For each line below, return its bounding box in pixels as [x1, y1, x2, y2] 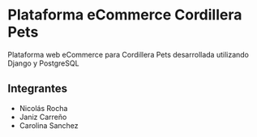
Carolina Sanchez [19, 120, 79, 131]
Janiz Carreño [19, 112, 67, 122]
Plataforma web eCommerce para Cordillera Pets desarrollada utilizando [7, 49, 249, 59]
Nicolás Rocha [19, 103, 68, 113]
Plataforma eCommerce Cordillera [7, 6, 242, 24]
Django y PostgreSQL [7, 58, 79, 68]
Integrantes [7, 82, 68, 96]
